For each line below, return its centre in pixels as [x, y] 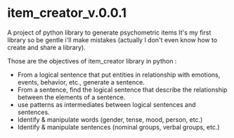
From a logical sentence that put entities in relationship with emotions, [119, 75]
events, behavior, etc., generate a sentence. [81, 82]
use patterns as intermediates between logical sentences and [106, 104]
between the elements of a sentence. [71, 97]
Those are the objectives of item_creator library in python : [92, 61]
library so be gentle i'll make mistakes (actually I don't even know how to [112, 39]
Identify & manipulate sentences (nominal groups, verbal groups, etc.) [118, 127]
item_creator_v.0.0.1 [67, 13]
